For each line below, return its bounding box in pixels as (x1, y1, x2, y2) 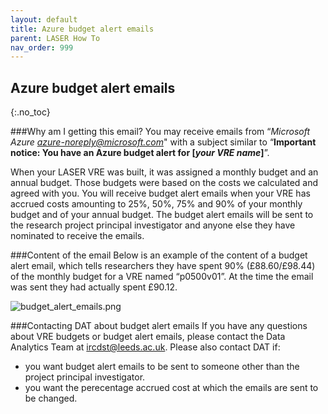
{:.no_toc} (10, 106, 51, 118)
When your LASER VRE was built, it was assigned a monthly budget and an (10, 166, 319, 178)
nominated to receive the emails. (10, 230, 145, 242)
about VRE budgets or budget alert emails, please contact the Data (10, 331, 286, 343)
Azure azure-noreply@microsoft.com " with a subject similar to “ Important (10, 136, 317, 148)
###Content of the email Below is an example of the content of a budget (10, 249, 308, 261)
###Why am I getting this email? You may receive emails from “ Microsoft (10, 126, 311, 138)
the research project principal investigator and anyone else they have (10, 219, 296, 231)
